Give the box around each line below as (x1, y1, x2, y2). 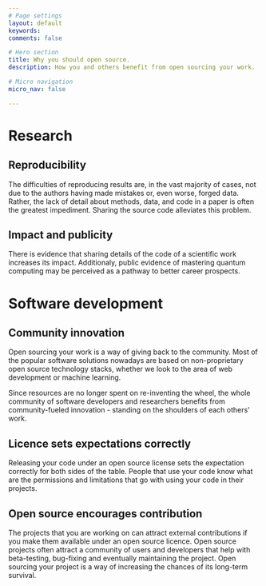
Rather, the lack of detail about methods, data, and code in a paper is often (8, 197, 254, 206)
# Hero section (8, 49, 59, 57)
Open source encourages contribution (8, 507, 203, 520)
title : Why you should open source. (8, 56, 130, 64)
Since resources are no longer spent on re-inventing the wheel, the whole (8, 389, 251, 398)
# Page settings (8, 11, 62, 20)
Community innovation (8, 326, 125, 340)
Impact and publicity (8, 229, 113, 242)
